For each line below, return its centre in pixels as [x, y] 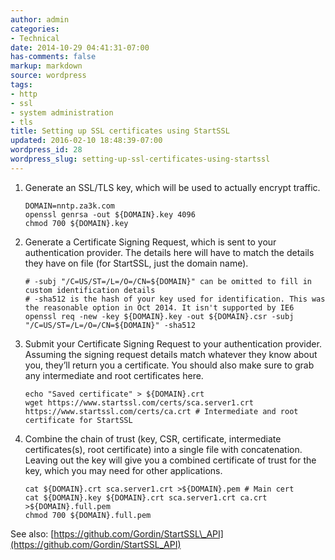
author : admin [40, 19]
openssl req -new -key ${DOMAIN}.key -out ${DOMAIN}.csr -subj [159, 316]
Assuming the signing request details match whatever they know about [171, 354]
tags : [21, 85]
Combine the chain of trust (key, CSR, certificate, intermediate [153, 438]
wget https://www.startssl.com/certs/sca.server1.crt [139, 402]
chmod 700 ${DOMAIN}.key [76, 223]
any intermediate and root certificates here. [114, 375]
